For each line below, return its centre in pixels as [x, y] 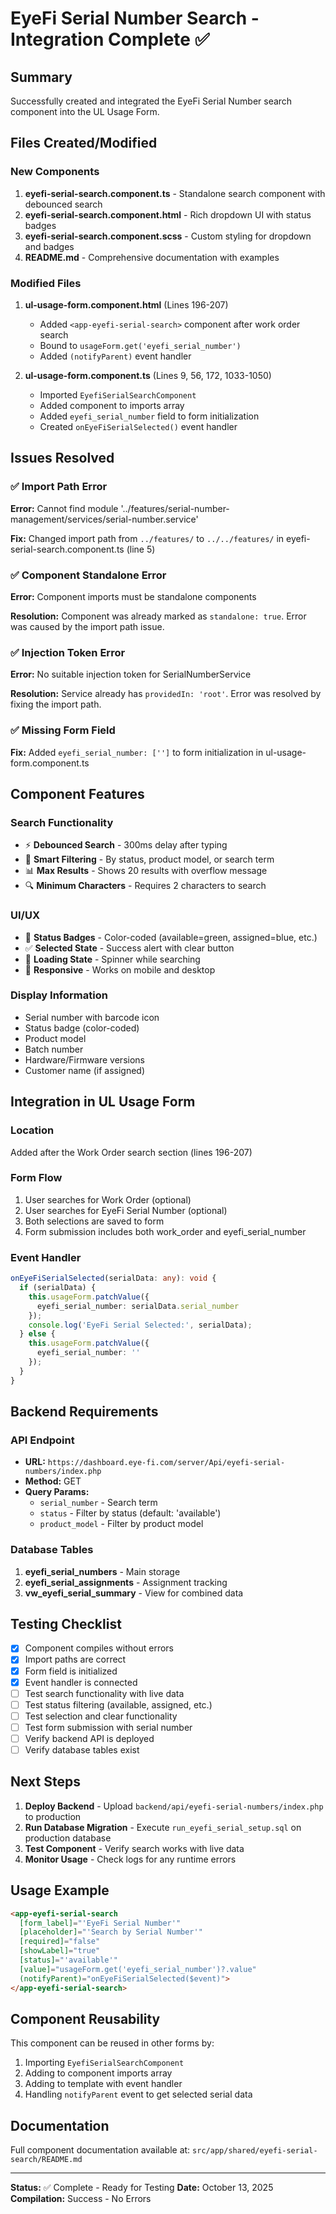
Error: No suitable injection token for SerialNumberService [131, 674]
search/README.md [46, 2160]
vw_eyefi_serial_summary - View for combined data [134, 1593]
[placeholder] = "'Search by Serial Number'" [111, 1932]
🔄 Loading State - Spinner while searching [112, 959]
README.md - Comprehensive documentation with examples [152, 257]
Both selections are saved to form [94, 1221]
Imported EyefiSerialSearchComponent [118, 394]
